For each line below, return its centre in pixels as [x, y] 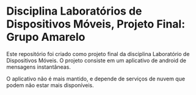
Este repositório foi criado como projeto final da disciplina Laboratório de [98, 54]
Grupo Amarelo [46, 37]
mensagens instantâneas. [39, 67]
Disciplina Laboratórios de [74, 11]
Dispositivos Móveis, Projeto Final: [96, 24]
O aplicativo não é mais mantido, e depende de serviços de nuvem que [96, 79]
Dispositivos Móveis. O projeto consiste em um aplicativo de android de [96, 60]
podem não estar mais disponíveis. [50, 85]
